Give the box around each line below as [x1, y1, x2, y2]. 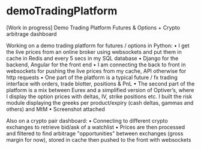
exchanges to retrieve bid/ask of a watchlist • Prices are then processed [6, 123, 185, 130]
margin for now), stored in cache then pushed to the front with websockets [6, 136, 191, 143]
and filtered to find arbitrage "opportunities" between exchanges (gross [6, 130, 184, 137]
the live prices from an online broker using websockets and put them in [6, 48, 182, 55]
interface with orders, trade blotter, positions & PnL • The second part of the [6, 80, 195, 87]
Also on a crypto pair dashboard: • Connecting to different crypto [6, 117, 168, 124]
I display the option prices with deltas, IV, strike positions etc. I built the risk [6, 93, 193, 100]
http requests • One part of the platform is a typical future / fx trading [6, 74, 178, 81]
